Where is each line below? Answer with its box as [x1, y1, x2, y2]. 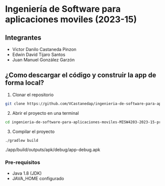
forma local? [5, 79, 44, 87]
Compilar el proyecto [12, 129, 55, 134]
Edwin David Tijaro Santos [12, 52, 65, 57]
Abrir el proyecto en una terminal [12, 110, 79, 116]
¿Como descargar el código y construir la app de [5, 71, 156, 80]
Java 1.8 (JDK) [12, 170, 42, 176]
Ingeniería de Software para [5, 3, 121, 15]
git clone [5, 101, 26, 106]
